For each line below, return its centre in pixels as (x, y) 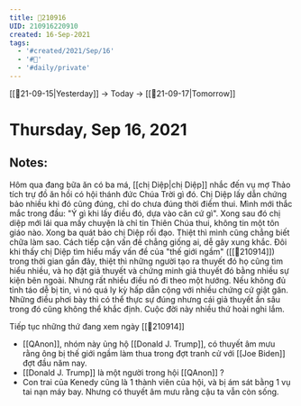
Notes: (28, 163)
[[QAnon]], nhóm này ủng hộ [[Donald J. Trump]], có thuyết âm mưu (149, 344)
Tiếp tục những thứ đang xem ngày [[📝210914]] (97, 326)
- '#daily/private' (54, 68)
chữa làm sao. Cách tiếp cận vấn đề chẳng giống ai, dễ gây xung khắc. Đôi (148, 242)
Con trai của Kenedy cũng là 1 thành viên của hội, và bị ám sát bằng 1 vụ (156, 382)
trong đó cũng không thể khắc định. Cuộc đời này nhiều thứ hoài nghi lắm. (147, 309)
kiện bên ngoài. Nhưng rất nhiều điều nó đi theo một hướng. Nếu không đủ (148, 280)
